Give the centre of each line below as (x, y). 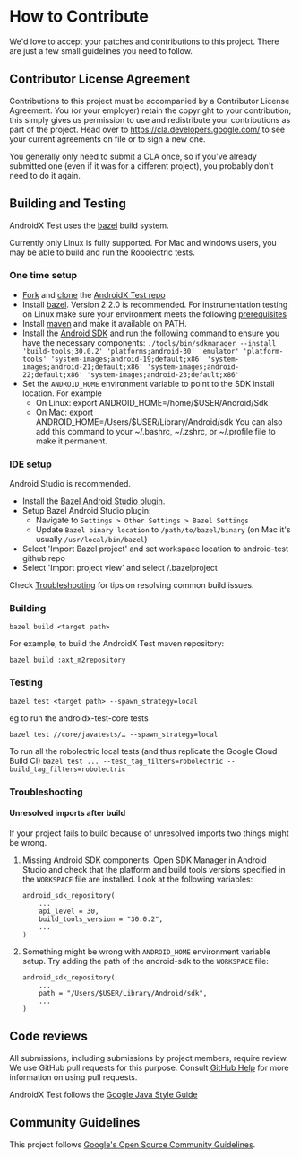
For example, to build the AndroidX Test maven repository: (117, 644)
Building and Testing (68, 204)
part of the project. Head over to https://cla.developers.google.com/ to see (147, 129)
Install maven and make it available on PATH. (104, 323)
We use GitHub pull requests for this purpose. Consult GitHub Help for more (149, 1067)
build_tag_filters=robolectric (68, 769)
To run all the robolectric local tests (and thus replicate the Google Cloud (143, 751)
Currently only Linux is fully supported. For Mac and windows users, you (143, 242)
